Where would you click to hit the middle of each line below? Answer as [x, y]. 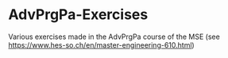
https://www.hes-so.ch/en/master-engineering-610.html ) [101, 44]
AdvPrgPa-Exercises [78, 15]
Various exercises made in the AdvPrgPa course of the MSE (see [114, 37]
